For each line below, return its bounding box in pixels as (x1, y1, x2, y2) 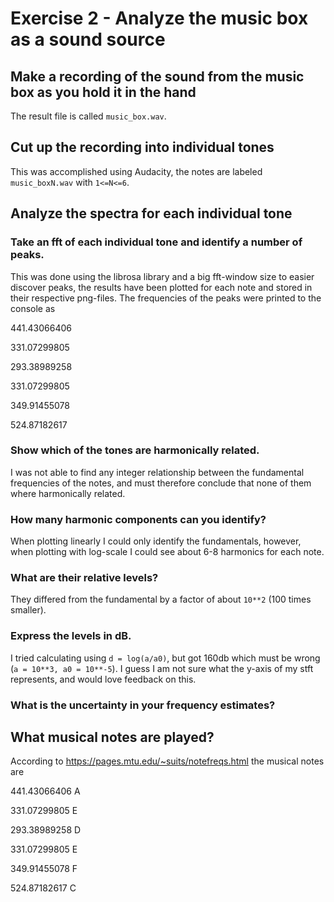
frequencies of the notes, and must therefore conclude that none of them (10, 477, 312, 489)
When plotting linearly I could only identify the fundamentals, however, (10, 535, 302, 547)
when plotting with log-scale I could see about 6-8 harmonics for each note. (10, 546, 325, 558)
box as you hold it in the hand (10, 83, 197, 101)
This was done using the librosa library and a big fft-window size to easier (10, 270, 315, 282)
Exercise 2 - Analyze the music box (10, 7, 309, 30)
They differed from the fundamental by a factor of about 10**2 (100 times (10, 593, 312, 606)
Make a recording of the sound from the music (10, 68, 305, 85)
